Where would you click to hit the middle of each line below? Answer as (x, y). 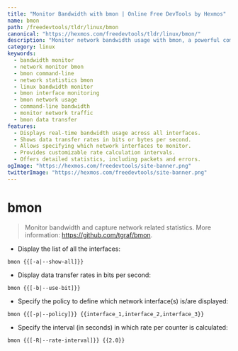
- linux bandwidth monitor (53, 87)
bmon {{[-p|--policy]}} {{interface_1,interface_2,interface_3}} (106, 314)
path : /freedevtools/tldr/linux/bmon (63, 27)
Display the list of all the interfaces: (69, 249)
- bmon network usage (46, 100)
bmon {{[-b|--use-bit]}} (44, 288)
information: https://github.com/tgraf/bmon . (89, 234)
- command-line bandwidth (52, 107)
